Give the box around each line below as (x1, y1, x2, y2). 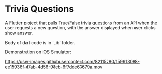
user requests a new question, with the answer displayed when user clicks (5, 25, 156, 30)
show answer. (5, 30, 33, 36)
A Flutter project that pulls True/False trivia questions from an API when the (5, 20, 157, 25)
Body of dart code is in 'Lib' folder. (5, 39, 75, 45)
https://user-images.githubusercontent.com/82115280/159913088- (5, 58, 140, 64)
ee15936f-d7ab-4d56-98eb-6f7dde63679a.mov (5, 64, 103, 70)
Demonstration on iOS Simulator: (5, 49, 71, 55)
